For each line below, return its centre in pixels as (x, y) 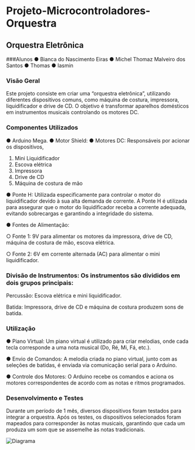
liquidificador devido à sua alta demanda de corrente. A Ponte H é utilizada (97, 201)
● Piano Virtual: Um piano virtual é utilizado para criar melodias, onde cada (97, 341)
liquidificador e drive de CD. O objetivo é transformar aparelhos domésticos (97, 106)
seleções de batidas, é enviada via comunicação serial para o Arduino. (92, 365)
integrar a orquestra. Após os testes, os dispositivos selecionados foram (94, 417)
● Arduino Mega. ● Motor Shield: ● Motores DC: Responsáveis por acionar (98, 140)
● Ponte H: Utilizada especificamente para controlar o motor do (83, 194)
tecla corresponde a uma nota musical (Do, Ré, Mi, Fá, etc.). (79, 348)
